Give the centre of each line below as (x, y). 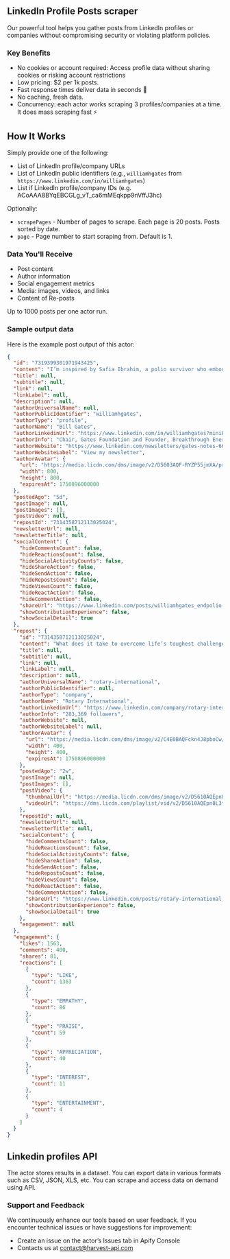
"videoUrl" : (42, 803)
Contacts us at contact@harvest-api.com (75, 1248)
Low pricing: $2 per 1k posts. (58, 82)
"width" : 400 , (46, 746)
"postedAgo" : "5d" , (41, 497)
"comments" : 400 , (44, 950)
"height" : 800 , (41, 478)
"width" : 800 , (39, 472)
